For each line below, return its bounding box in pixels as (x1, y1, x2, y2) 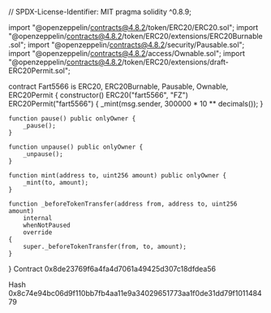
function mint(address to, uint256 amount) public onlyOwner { (8, 172, 227, 180)
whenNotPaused (23, 221, 71, 229)
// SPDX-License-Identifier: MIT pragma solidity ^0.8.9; (8, 7, 192, 16)
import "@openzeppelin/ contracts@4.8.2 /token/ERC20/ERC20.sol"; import (8, 23, 259, 32)
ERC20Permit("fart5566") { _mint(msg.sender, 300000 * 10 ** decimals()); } (8, 99, 264, 108)
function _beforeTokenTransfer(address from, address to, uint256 (8, 200, 238, 208)
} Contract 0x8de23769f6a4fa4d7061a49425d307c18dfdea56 (8, 264, 217, 273)
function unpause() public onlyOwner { (8, 143, 144, 151)
